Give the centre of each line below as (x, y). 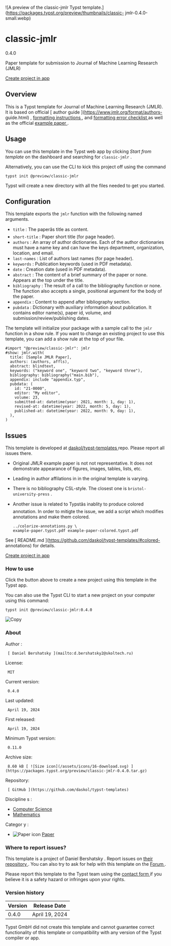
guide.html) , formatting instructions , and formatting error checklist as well (84, 118)
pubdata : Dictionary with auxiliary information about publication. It (82, 307)
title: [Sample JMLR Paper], (41, 357)
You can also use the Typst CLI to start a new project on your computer (80, 595)
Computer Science (32, 809)
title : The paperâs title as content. (51, 229)
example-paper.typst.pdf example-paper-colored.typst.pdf (76, 531)
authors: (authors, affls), (40, 362)
